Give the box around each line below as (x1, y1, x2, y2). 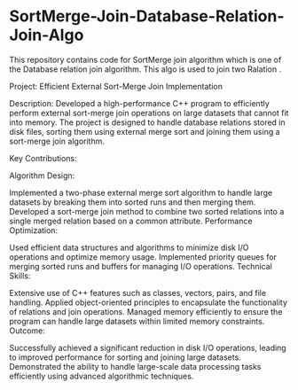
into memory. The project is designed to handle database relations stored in (9, 117, 286, 128)
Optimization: (9, 224, 59, 236)
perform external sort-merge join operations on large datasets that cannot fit (9, 107, 289, 118)
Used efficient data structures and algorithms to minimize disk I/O (9, 242, 249, 253)
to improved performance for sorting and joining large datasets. (9, 352, 241, 363)
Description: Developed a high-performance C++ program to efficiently (9, 97, 271, 108)
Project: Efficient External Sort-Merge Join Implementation (9, 81, 223, 91)
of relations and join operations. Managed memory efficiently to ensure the (9, 306, 283, 316)
